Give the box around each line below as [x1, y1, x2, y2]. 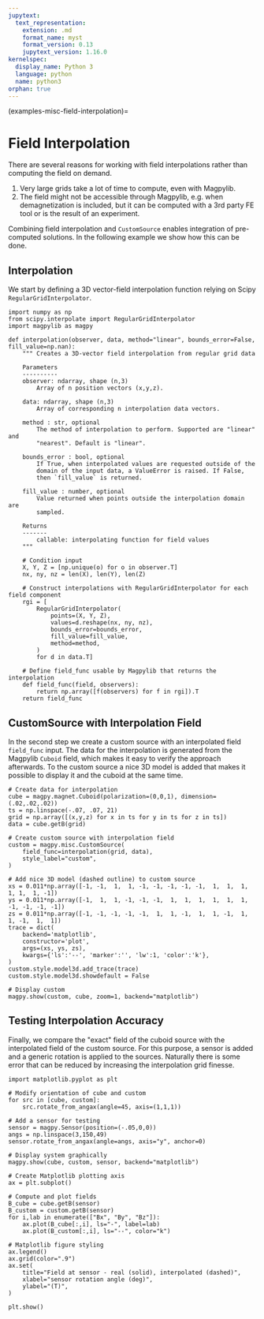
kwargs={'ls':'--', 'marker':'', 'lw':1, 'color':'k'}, [22, 951, 210, 959]
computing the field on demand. [8, 169, 113, 178]
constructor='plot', [22, 937, 90, 945]
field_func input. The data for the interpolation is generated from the [8, 745, 232, 755]
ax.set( [8, 1261, 34, 1269]
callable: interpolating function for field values [36, 536, 210, 544]
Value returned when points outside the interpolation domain [36, 494, 245, 503]
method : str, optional [22, 419, 101, 427]
